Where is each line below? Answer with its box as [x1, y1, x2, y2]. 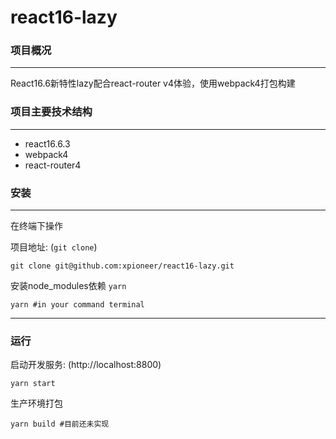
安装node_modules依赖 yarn [10, 280, 127, 292]
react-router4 [24, 159, 82, 171]
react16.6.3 [24, 137, 71, 150]
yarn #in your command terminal [10, 300, 145, 310]
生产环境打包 [10, 397, 63, 410]
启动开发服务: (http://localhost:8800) [10, 359, 162, 371]
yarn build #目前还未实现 [10, 419, 110, 430]
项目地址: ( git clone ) [10, 241, 98, 253]
